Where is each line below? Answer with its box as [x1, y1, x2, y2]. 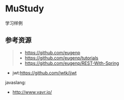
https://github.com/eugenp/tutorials [24, 55, 99, 61]
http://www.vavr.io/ [12, 89, 52, 95]
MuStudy [5, 3, 44, 14]
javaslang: [5, 79, 26, 85]
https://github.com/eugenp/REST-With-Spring [24, 60, 120, 66]
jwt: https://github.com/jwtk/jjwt [12, 70, 77, 76]
